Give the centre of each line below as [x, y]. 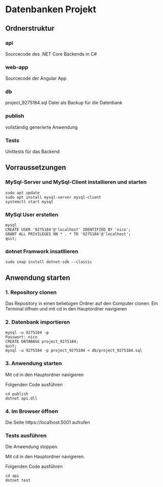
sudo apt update [22, 193]
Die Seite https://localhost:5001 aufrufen [48, 422]
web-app [17, 67]
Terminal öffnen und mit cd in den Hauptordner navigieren [66, 309]
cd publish [17, 394]
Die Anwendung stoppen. [32, 447]
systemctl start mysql [29, 202]
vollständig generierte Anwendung [42, 127]
